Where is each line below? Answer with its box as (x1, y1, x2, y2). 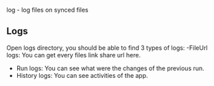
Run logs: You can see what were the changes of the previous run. (16, 64, 205, 72)
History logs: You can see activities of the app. (16, 71, 148, 79)
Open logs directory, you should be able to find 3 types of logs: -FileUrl (6, 44, 208, 52)
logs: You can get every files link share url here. (6, 51, 141, 59)
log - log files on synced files (6, 6, 88, 14)
